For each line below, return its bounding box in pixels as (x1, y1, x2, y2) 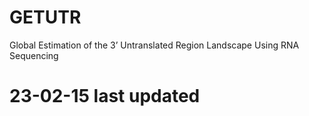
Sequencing (9, 49, 59, 61)
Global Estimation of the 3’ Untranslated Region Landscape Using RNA (9, 39, 300, 51)
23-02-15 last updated (9, 85, 201, 108)
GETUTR (9, 6, 82, 29)
